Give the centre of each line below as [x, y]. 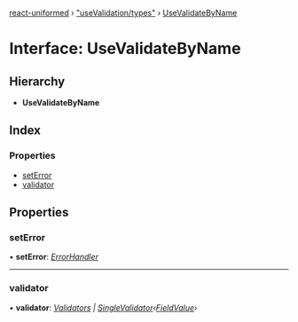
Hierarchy [37, 81]
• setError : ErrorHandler [54, 257]
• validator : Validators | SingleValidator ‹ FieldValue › [103, 307]
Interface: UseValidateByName [125, 49]
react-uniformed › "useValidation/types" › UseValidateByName [123, 13]
